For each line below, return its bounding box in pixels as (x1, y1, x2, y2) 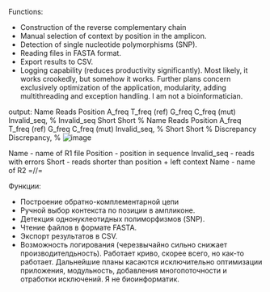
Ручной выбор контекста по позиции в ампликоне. (19, 205, 196, 215)
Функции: (8, 181, 42, 191)
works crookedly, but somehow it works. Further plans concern (19, 74, 231, 83)
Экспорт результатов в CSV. (19, 231, 118, 241)
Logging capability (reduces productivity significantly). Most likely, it (19, 66, 248, 75)
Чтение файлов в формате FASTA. (19, 222, 137, 232)
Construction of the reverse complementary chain (19, 23, 187, 32)
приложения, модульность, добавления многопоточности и (19, 266, 228, 275)
